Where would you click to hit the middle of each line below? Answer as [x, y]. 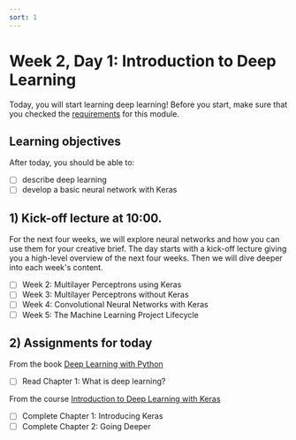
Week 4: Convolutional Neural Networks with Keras [115, 305]
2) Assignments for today [81, 342]
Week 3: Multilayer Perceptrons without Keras [105, 295]
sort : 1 [23, 17]
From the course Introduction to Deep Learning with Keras [115, 399]
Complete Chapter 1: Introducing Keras [92, 416]
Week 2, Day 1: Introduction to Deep [143, 61]
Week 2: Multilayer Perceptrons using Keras [102, 284]
